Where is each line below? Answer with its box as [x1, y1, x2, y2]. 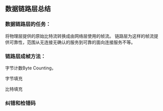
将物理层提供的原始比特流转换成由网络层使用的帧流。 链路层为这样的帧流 [5, 33, 154, 39]
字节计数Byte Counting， [5, 65, 56, 71]
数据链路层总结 [5, 4, 51, 13]
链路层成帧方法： [5, 53, 46, 59]
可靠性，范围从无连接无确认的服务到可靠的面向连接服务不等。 [9, 39, 135, 45]
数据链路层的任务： [5, 21, 51, 28]
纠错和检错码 [5, 100, 36, 107]
